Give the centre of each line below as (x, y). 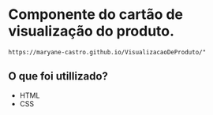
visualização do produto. (92, 31)
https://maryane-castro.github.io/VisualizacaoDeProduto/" (107, 52)
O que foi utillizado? (58, 76)
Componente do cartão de (96, 15)
